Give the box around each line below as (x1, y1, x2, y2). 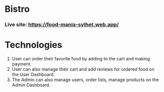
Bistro (4, 3, 30, 15)
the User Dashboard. (11, 72, 55, 78)
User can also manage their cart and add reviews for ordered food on (11, 66, 155, 72)
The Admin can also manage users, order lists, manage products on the (11, 77, 159, 83)
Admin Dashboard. (11, 82, 51, 88)
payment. (11, 61, 32, 67)
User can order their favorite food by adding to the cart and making (11, 56, 150, 62)
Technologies (4, 40, 63, 50)
